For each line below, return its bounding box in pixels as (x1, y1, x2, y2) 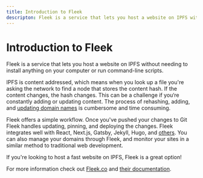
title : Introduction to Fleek (6, 8, 83, 15)
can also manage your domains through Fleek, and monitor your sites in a (6, 136, 189, 143)
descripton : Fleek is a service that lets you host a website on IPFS (6, 15, 188, 21)
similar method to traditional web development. (6, 142, 124, 149)
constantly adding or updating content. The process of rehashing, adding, (6, 98, 190, 105)
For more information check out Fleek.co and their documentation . (6, 165, 172, 173)
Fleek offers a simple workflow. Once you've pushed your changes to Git (6, 116, 187, 124)
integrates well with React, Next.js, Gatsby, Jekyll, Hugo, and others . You (6, 129, 187, 136)
